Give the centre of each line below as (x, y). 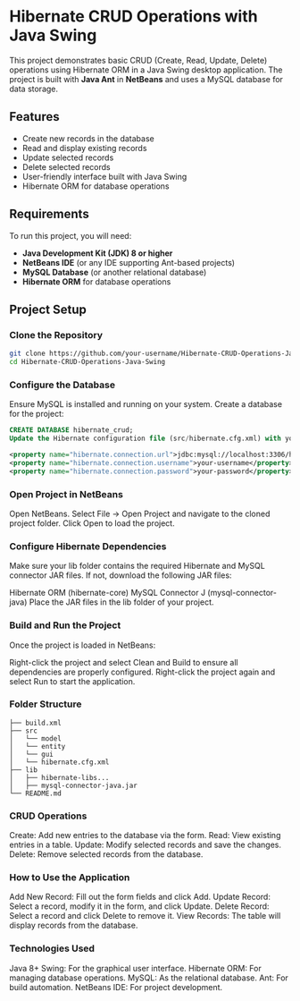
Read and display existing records (84, 148)
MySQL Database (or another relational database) (114, 272)
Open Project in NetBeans (66, 494)
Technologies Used (52, 948)
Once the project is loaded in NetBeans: (83, 645)
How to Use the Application (70, 878)
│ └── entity (37, 746)
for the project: (37, 414)
